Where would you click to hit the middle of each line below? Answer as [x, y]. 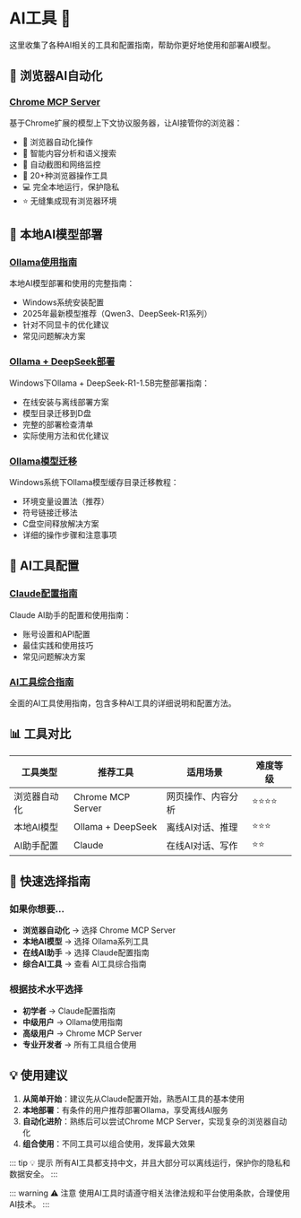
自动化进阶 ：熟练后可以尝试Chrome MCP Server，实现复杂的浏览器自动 [155, 1121]
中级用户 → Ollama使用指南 [73, 1022]
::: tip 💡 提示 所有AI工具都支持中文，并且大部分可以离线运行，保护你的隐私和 [150, 1162]
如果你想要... [37, 909]
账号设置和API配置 [56, 634]
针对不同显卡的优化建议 [65, 325]
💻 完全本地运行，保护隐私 [71, 187]
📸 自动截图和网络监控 [61, 164]
